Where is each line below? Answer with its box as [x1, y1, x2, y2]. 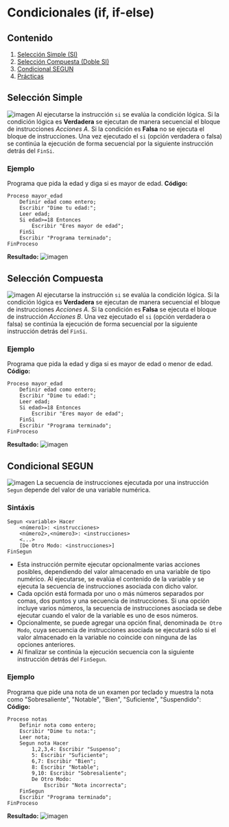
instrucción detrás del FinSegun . [16, 655, 108, 663]
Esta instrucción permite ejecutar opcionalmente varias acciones [16, 560, 200, 568]
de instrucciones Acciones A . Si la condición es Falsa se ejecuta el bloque [7, 305, 217, 313]
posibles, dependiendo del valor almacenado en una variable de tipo [16, 568, 211, 576]
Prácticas [16, 72, 45, 80]
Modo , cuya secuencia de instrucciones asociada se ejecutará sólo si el [16, 626, 217, 634]
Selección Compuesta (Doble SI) [16, 58, 110, 66]
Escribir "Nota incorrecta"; [43, 782, 128, 789]
